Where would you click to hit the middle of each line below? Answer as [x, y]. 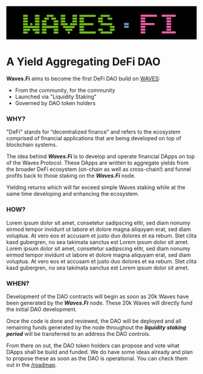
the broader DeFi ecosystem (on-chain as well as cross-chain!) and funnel [99, 169]
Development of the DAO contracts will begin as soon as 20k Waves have [98, 296]
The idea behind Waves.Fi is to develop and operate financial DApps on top [101, 156]
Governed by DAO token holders [55, 103]
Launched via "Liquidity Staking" [56, 97]
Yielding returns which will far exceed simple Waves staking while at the [96, 187]
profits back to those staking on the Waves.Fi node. [71, 176]
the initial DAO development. [42, 309]
